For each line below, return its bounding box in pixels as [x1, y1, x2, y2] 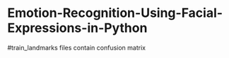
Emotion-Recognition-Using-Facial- [7, 5, 223, 21]
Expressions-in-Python [7, 20, 148, 36]
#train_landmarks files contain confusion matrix [7, 43, 146, 52]
